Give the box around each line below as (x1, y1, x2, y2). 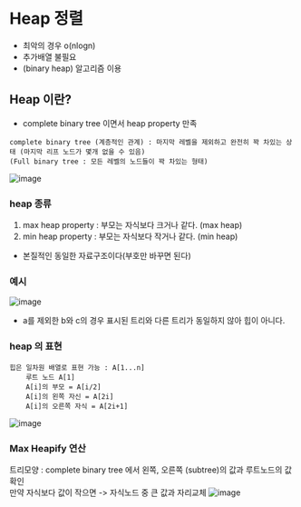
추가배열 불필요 (22, 51, 77, 62)
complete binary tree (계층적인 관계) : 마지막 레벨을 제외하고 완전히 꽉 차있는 (9, 137, 283, 146)
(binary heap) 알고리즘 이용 (22, 63, 122, 74)
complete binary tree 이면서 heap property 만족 (22, 117, 198, 128)
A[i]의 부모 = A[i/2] (25, 383, 102, 392)
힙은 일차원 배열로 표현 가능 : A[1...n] (9, 363, 145, 373)
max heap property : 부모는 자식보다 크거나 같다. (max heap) (22, 220, 243, 231)
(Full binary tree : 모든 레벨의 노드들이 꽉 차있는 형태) (9, 156, 209, 166)
